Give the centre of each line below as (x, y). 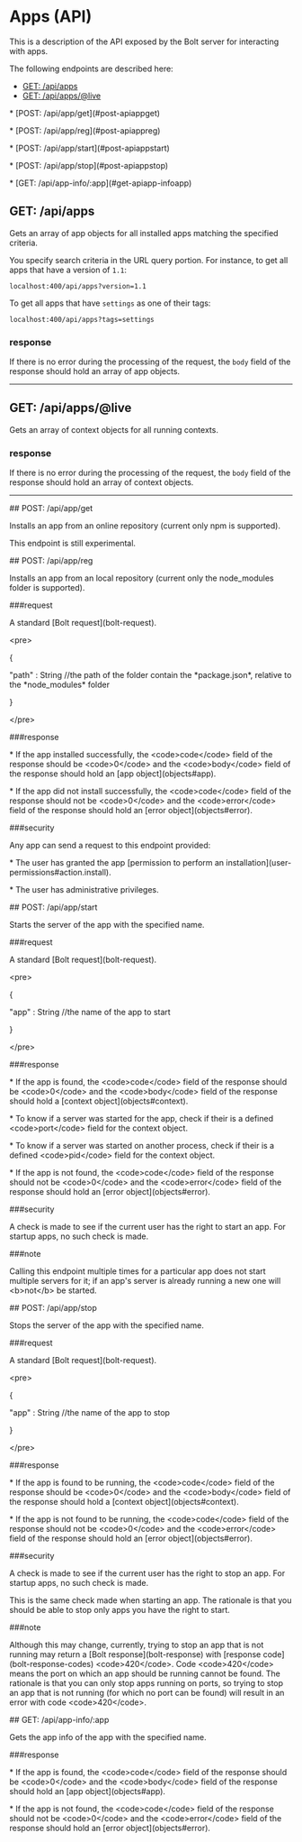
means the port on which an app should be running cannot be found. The (145, 1673)
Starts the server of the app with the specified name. (107, 925)
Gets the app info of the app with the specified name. (108, 1737)
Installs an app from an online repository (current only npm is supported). (145, 526)
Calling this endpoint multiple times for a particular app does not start (138, 1271)
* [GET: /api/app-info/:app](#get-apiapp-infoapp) (101, 183)
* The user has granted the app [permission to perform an (117, 863)
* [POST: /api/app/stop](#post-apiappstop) (89, 165)
